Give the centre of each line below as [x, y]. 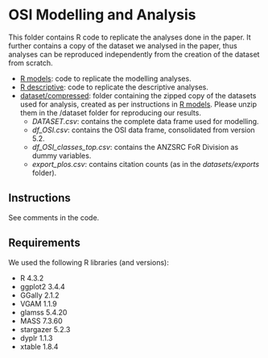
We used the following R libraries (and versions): [89, 262]
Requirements [44, 243]
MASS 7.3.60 [41, 321]
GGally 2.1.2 [39, 295]
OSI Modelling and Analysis [102, 15]
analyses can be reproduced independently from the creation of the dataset [134, 54]
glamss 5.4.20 [43, 312]
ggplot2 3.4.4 [43, 286]
